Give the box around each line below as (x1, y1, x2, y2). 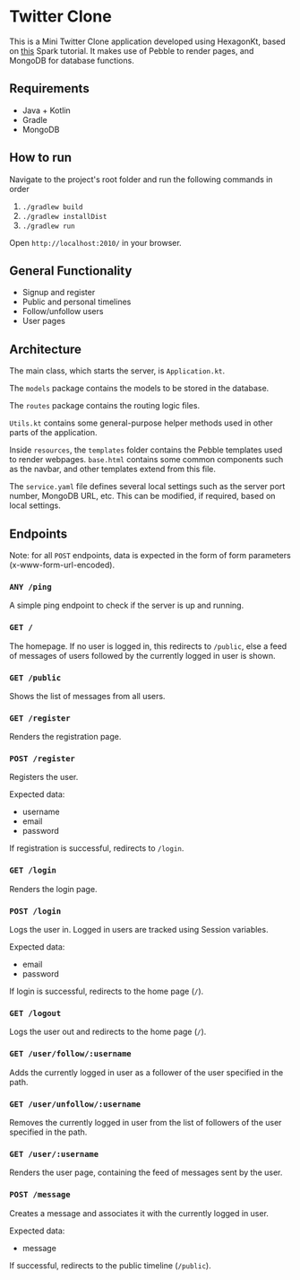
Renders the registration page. (9, 732, 122, 742)
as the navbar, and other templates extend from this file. (9, 464, 217, 475)
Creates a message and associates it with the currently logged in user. (9, 1207, 269, 1218)
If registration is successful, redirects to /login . (9, 843, 184, 854)
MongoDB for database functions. (9, 55, 134, 66)
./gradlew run (21, 222, 75, 231)
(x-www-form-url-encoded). (9, 559, 115, 570)
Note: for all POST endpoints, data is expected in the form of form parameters (9, 550, 291, 560)
